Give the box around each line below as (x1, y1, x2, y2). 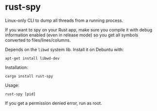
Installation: (5, 64, 28, 70)
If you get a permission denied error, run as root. (5, 100, 102, 106)
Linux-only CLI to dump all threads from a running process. (5, 17, 123, 23)
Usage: (5, 82, 19, 88)
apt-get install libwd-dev (5, 56, 60, 61)
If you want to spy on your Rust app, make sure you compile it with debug (5, 27, 153, 32)
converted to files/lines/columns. (5, 37, 71, 43)
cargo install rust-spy (5, 74, 53, 79)
